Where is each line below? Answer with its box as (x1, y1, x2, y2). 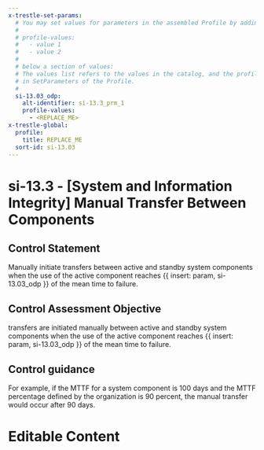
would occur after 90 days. (8, 400, 96, 409)
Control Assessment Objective (8, 302, 162, 315)
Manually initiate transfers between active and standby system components (8, 263, 253, 272)
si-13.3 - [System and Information (8, 177, 233, 195)
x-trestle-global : (8, 121, 68, 129)
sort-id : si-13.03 (15, 143, 76, 151)
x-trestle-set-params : (8, 11, 82, 20)
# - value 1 (15, 41, 61, 49)
